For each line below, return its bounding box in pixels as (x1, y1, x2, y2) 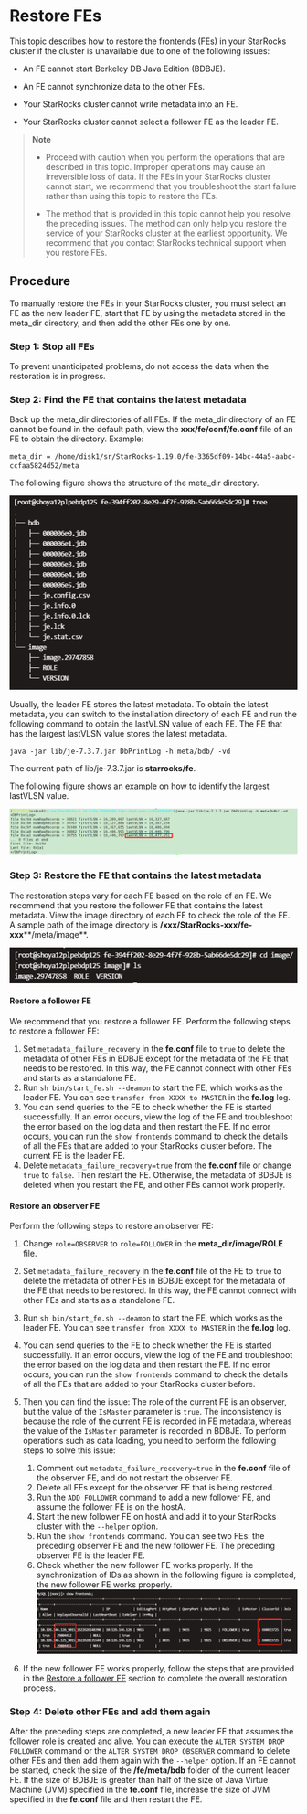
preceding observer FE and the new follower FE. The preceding (36, 1541, 276, 1552)
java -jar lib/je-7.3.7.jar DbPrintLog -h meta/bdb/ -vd (9, 747, 231, 756)
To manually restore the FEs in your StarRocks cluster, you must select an (9, 298, 286, 309)
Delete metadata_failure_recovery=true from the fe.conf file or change (22, 1160, 291, 1171)
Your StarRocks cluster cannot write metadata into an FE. (22, 98, 238, 110)
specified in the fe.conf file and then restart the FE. (9, 1794, 203, 1805)
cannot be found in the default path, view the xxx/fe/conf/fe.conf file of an (9, 424, 294, 435)
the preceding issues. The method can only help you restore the (45, 217, 288, 228)
